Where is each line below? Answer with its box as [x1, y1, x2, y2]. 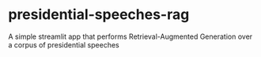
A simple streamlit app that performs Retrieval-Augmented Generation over [8, 32, 253, 41]
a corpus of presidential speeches [8, 40, 120, 49]
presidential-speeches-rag [8, 6, 190, 24]
